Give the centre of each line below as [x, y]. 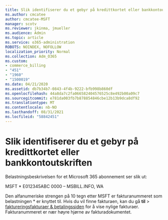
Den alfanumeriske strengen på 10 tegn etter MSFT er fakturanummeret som [84, 196]
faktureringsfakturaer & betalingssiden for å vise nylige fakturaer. [72, 206]
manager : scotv [21, 24]
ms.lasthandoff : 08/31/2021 [34, 112]
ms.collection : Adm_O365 [31, 56]
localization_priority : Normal [38, 51]
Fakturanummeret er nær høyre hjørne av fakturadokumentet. [68, 212]
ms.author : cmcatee [25, 14]
